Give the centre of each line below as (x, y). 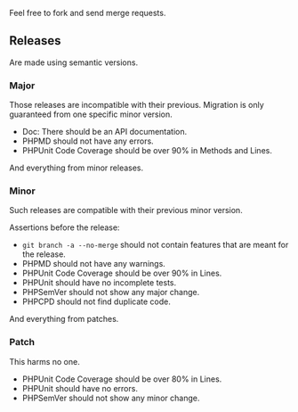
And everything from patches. (64, 319)
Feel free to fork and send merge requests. (88, 13)
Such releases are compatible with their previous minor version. (126, 210)
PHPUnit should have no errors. (80, 388)
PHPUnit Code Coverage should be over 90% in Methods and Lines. (147, 151)
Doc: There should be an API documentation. (105, 132)
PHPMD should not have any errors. (88, 141)
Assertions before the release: (64, 227)
